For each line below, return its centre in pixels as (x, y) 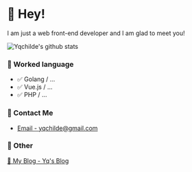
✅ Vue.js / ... (35, 87)
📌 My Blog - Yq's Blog (38, 160)
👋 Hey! (26, 14)
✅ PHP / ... (32, 95)
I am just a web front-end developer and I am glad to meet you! (96, 33)
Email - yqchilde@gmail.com (57, 128)
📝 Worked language (40, 64)
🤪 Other (20, 146)
